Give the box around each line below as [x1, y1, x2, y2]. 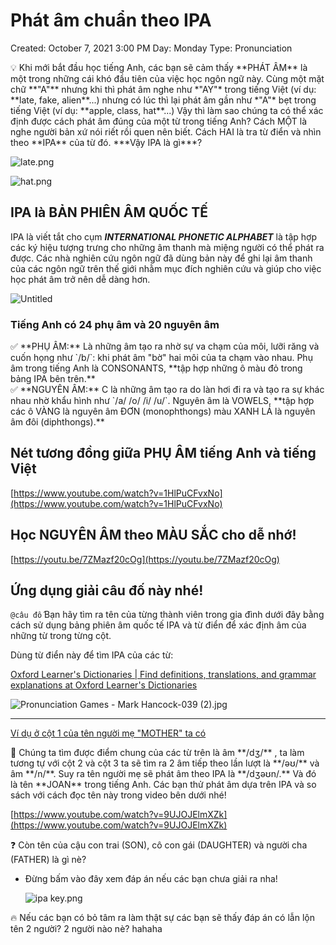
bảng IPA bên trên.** [10, 373, 96, 385]
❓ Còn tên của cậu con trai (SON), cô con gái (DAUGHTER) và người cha [10, 839, 308, 851]
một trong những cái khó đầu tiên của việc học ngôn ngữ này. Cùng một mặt [10, 72, 325, 84]
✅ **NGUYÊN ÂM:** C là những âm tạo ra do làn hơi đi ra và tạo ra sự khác [10, 384, 325, 396]
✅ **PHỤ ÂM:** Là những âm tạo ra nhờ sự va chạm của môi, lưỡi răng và [10, 340, 320, 353]
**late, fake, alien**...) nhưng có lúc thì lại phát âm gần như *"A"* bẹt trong [10, 94, 317, 106]
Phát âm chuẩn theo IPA [10, 9, 212, 32]
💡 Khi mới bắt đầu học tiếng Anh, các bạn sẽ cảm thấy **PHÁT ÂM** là [10, 61, 308, 73]
